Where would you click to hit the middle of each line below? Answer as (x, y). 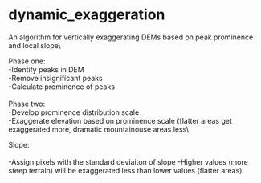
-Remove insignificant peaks (55, 78)
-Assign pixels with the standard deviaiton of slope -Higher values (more (128, 161)
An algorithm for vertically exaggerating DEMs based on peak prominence (131, 37)
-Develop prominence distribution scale (74, 112)
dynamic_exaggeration (87, 15)
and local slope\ (35, 45)
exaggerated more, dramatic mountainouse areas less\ (99, 129)
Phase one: (27, 61)
